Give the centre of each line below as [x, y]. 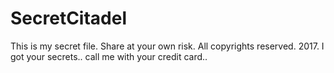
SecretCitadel [69, 18]
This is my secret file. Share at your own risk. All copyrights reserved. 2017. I [167, 46]
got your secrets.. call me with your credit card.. [109, 56]
